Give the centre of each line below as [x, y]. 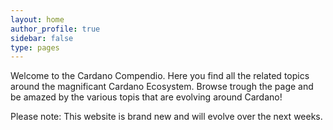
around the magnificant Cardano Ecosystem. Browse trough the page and [162, 87]
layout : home [37, 19]
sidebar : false [42, 38]
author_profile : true [55, 29]
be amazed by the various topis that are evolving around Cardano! [146, 97]
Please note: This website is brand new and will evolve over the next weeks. [166, 117]
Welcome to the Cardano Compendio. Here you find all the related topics [160, 76]
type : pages [35, 47]
